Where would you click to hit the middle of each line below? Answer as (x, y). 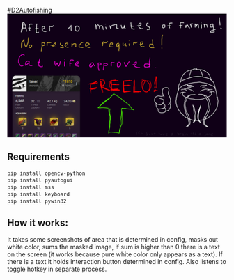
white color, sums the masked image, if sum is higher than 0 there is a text (114, 247)
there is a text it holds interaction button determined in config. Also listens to (117, 262)
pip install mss (31, 187)
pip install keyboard (39, 194)
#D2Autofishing (30, 10)
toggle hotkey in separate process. (57, 269)
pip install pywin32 (37, 201)
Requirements (38, 156)
